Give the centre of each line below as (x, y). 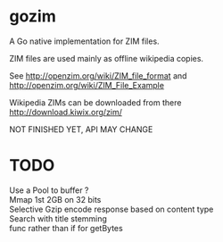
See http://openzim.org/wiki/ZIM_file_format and (98, 75)
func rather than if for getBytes (66, 228)
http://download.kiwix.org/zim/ (66, 112)
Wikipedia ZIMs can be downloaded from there (95, 102)
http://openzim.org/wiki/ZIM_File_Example (87, 85)
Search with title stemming (58, 218)
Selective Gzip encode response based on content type (111, 209)
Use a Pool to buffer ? (49, 190)
